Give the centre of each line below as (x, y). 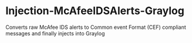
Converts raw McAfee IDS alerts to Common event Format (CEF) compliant (96, 27)
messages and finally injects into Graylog (55, 33)
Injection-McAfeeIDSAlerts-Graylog (95, 11)
